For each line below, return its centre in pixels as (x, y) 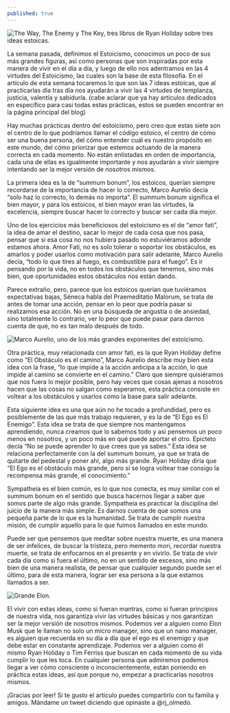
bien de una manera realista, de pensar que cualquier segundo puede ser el (114, 567)
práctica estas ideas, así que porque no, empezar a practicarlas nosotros (111, 675)
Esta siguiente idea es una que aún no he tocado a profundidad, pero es (109, 409)
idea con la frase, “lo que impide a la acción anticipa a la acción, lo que (107, 367)
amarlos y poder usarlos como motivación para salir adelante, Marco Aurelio (115, 254)
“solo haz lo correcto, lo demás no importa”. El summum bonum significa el (113, 197)
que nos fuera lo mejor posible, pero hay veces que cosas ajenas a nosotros (115, 381)
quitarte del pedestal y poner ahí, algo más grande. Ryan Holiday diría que (112, 460)
